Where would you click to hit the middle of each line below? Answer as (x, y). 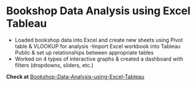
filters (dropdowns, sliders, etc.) (54, 65)
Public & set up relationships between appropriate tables (84, 52)
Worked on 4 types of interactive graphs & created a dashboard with (99, 59)
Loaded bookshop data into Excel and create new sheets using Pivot (99, 40)
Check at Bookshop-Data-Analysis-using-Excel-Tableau (75, 77)
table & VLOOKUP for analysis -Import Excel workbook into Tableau (97, 46)
